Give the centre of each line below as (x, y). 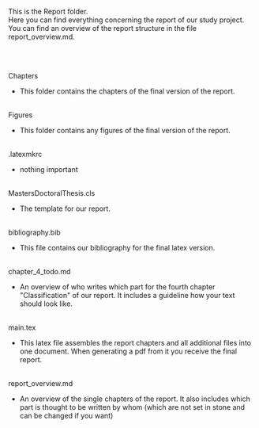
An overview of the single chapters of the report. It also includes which (135, 399)
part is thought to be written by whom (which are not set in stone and (132, 407)
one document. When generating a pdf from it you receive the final (128, 351)
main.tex (22, 327)
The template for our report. (65, 208)
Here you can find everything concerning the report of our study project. (126, 20)
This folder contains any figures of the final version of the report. (125, 130)
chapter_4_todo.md (39, 271)
